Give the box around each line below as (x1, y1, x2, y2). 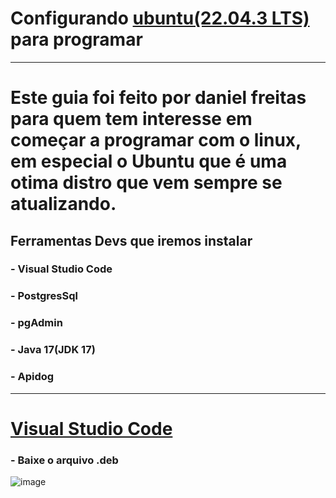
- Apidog (10, 370, 55, 384)
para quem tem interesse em (10, 108, 253, 131)
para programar (10, 28, 143, 51)
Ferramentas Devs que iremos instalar (10, 232, 253, 249)
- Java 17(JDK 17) (10, 343, 96, 357)
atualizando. (10, 193, 117, 216)
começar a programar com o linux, (10, 129, 302, 152)
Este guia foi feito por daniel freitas (10, 87, 307, 109)
